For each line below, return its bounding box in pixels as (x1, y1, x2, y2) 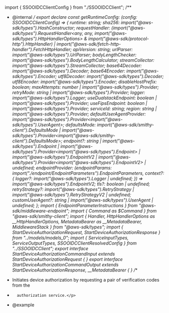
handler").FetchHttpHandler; (12, 47, 72, 52)
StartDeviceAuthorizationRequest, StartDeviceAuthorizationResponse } (12, 229, 160, 235)
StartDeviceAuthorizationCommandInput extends (12, 251, 115, 257)
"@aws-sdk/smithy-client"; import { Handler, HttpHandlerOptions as (12, 213, 155, 219)
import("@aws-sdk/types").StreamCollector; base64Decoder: (12, 63, 142, 68)
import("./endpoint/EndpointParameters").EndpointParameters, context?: (12, 170, 164, 176)
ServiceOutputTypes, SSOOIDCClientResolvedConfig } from (12, 240, 137, 246)
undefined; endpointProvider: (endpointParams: (12, 165, 112, 171)
